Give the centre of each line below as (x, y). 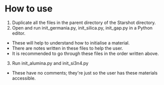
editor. (19, 33)
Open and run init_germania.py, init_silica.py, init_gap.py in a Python (82, 27)
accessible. (24, 78)
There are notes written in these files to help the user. (67, 48)
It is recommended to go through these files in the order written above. (85, 53)
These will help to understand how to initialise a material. (71, 42)
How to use (29, 9)
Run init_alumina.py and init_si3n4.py (50, 63)
